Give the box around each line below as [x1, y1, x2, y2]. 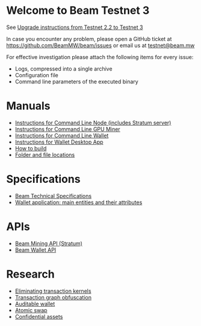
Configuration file [14, 71, 58, 78]
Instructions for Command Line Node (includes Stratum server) [14, 119, 172, 126]
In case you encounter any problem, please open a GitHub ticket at [6, 35, 172, 42]
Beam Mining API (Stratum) [14, 240, 83, 247]
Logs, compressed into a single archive [14, 65, 113, 72]
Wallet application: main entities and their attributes [14, 199, 143, 206]
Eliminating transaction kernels [14, 287, 91, 295]
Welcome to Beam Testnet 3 [6, 4, 150, 18]
